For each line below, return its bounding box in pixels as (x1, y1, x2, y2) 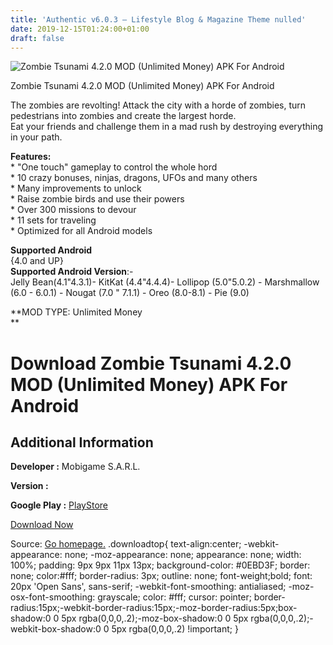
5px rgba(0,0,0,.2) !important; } (111, 623, 239, 635)
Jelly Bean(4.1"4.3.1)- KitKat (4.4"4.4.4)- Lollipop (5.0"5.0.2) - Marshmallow (10, 276, 320, 288)
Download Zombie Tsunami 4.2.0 (10, 352, 292, 375)
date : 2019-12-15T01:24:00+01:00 (10, 24, 150, 34)
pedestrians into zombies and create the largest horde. (10, 110, 237, 122)
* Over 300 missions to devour (10, 204, 137, 216)
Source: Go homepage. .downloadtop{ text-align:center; (10, 538, 242, 550)
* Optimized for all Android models (10, 225, 153, 237)
